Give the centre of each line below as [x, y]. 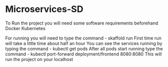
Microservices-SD [44, 9]
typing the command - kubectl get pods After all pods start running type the [84, 48]
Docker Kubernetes [25, 28]
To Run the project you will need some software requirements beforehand [82, 23]
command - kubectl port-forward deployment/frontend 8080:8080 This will [84, 54]
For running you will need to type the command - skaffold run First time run [83, 38]
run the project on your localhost [39, 59]
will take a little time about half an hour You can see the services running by [84, 43]
